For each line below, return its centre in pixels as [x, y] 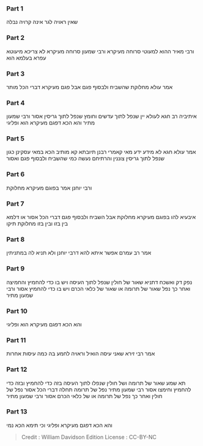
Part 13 [17, 412]
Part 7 [15, 204]
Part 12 [17, 369]
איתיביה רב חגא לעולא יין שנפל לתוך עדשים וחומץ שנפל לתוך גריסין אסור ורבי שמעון [102, 116]
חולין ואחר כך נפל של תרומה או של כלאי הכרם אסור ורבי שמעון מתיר [85, 396]
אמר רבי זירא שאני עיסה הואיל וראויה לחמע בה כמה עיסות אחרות [81, 353]
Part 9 [16, 269]
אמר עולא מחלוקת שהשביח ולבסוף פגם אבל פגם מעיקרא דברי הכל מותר [90, 87]
